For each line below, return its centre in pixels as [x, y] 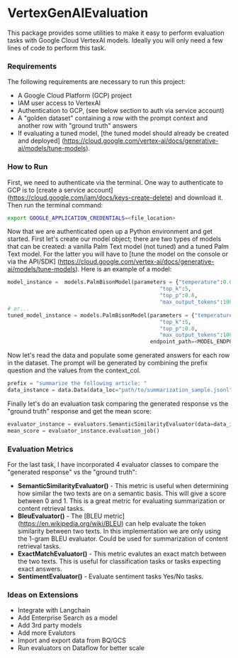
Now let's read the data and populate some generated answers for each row [119, 355]
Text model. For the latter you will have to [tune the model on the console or [118, 254]
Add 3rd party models [50, 625]
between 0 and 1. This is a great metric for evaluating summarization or [121, 501]
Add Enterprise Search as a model [68, 618]
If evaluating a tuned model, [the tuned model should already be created [123, 134]
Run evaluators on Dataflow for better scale [81, 648]
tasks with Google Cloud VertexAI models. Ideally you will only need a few [115, 40]
